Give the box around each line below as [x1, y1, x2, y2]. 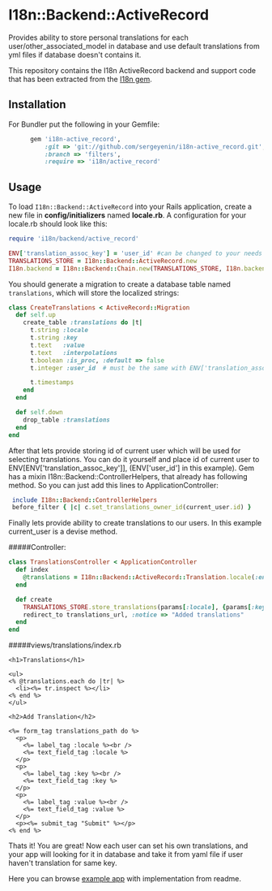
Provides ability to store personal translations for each [8, 32, 189, 42]
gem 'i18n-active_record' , [29, 135, 121, 143]
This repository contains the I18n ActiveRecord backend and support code [8, 65, 257, 75]
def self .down [15, 409, 63, 417]
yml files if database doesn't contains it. [8, 50, 142, 59]
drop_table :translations [23, 416, 111, 424]
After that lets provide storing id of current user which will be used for [8, 445, 241, 456]
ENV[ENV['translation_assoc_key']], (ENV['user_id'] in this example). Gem [8, 463, 255, 473]
